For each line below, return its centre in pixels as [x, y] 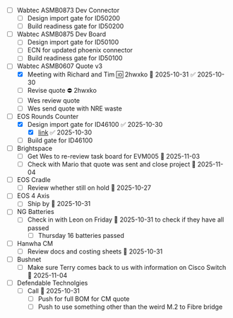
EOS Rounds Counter [48, 116]
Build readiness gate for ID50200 [76, 26]
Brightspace [35, 148]
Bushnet [29, 259]
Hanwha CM [35, 243]
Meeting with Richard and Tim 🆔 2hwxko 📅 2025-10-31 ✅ [111, 74]
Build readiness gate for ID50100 [75, 58]
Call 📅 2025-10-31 [54, 290]
